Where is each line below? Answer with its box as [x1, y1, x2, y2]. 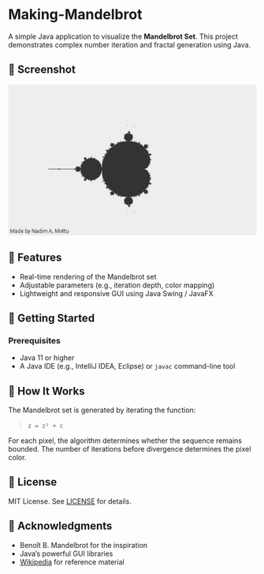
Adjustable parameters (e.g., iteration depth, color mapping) [19, 280, 215, 290]
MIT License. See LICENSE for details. [8, 496, 132, 506]
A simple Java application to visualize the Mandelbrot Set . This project [8, 32, 239, 41]
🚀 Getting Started [8, 311, 95, 325]
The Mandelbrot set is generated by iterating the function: [8, 405, 196, 415]
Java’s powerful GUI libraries [19, 549, 113, 558]
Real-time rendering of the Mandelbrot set [19, 272, 157, 281]
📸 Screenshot [8, 63, 76, 77]
